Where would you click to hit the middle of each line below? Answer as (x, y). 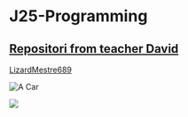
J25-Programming (78, 16)
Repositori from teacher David (94, 49)
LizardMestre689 (41, 69)
